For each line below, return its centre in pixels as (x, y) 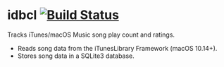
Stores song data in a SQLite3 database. (76, 56)
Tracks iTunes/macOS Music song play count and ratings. (91, 35)
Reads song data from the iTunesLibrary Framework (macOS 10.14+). (117, 48)
